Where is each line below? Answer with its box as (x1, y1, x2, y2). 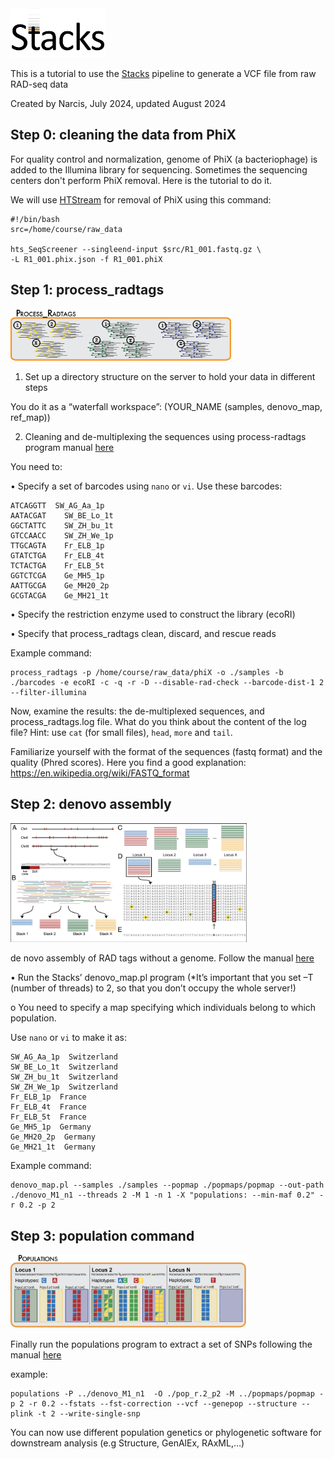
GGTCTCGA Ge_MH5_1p (10, 571, 105, 581)
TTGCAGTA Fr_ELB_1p (10, 541, 105, 551)
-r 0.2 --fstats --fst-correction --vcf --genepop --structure (28, 1398, 298, 1409)
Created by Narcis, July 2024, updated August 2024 (10, 97, 227, 109)
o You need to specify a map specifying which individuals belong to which (10, 1002, 317, 1014)
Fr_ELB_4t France (10, 1102, 87, 1112)
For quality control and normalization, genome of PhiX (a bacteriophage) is (10, 153, 318, 165)
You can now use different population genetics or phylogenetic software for (10, 1426, 322, 1438)
